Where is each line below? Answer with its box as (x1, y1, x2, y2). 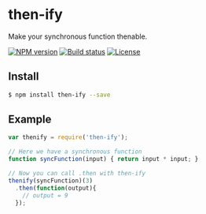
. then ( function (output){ (15, 184, 97, 192)
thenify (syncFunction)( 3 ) (8, 176, 93, 185)
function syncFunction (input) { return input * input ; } (8, 156, 199, 163)
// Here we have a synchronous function (8, 148, 143, 156)
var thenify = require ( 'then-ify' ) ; (8, 133, 128, 141)
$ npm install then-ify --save (8, 91, 111, 99)
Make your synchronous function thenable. (8, 32, 148, 41)
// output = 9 (22, 191, 68, 199)
